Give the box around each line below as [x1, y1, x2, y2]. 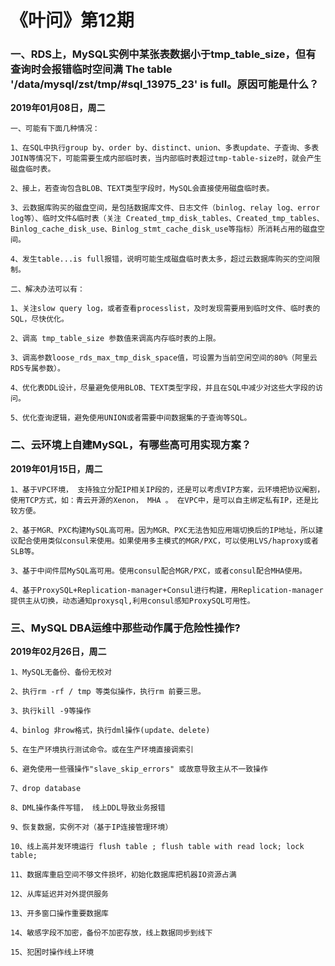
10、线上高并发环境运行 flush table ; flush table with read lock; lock [10, 842, 305, 852]
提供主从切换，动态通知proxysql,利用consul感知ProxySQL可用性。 [10, 596, 255, 606]
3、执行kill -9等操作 [10, 706, 92, 716]
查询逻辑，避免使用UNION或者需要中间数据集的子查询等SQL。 [36, 413, 252, 423]
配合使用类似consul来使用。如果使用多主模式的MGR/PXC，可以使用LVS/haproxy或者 [17, 536, 319, 546]
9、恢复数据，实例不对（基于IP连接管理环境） [10, 822, 173, 833]
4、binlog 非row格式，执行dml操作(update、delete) [10, 726, 211, 736]
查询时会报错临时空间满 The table [10, 62, 173, 76]
